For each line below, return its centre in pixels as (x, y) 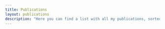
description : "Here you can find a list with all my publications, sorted (83, 19)
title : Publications (26, 10)
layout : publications (27, 14)
